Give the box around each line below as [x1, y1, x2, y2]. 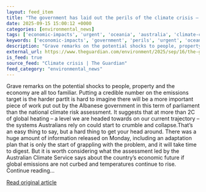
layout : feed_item [6, 9, 53, 15]
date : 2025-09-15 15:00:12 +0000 [6, 20, 92, 26]
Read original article [6, 179, 57, 186]
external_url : [6, 49, 43, 55]
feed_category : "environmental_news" [6, 65, 103, 72]
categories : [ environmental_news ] [6, 26, 95, 32]
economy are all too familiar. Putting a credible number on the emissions [6, 89, 189, 97]
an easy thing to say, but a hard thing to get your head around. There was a [6, 128, 197, 135]
